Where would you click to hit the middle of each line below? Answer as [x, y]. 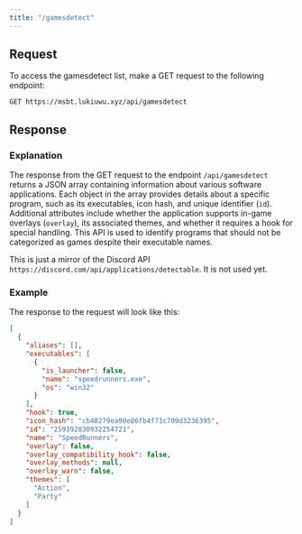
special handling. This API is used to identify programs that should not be [145, 233]
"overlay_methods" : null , [74, 463]
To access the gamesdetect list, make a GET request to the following [137, 76]
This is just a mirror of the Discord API [80, 260]
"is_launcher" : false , [84, 371]
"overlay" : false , [60, 446]
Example [29, 292]
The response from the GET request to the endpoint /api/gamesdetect [139, 175]
